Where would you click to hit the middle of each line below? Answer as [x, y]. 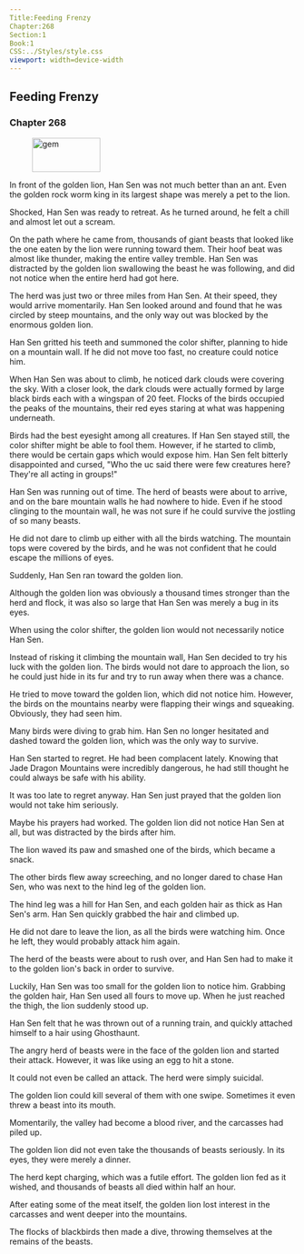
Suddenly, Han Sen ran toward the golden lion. [96, 575]
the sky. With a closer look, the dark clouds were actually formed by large [147, 388]
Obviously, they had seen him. [66, 713]
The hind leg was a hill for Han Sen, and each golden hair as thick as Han [146, 904]
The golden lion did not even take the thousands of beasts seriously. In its [147, 1149]
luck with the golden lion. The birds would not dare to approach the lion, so [150, 667]
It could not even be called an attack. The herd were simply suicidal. [137, 1078]
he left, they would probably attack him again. [95, 941]
